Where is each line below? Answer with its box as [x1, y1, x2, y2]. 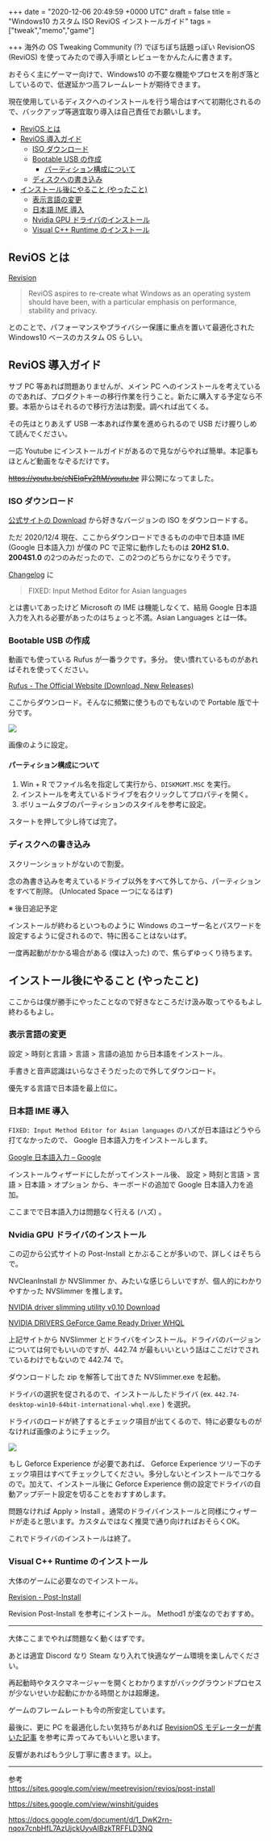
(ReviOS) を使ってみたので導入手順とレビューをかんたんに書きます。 [8, 53, 236, 61]
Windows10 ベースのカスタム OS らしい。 [8, 332, 148, 342]
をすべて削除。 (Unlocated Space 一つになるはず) [8, 886, 173, 896]
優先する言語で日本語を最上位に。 [8, 1082, 122, 1093]
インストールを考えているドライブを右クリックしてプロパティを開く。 [19, 789, 252, 799]
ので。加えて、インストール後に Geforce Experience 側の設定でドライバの [8, 1479, 254, 1489]
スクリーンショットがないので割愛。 [8, 859, 129, 868]
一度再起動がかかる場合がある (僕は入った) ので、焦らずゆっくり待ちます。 [8, 948, 256, 957]
